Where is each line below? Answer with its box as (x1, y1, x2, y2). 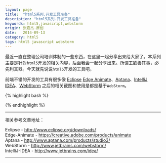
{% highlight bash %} (5, 92, 49, 98)
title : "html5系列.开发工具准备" (5, 12, 70, 17)
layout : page (5, 7, 32, 12)
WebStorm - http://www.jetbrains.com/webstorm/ (5, 142, 106, 148)
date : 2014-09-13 (5, 30, 45, 35)
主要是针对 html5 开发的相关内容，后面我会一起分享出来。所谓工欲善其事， (5, 60, 155, 66)
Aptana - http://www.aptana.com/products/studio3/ (5, 137, 110, 143)
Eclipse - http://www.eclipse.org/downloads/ (5, 126, 96, 132)
